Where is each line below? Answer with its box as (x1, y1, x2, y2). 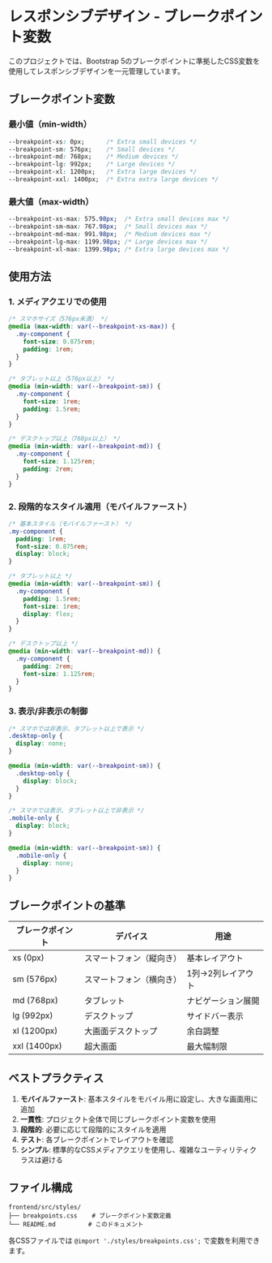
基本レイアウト (186, 953, 244, 964)
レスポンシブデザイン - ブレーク (8, 7, 221, 26)
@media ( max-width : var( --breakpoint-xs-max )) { (8, 322, 176, 331)
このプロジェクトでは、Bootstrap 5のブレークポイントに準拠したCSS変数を (8, 56, 261, 66)
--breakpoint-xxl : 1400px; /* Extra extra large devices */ (8, 175, 219, 183)
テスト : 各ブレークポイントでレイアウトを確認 (19, 1134, 174, 1144)
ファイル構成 (8, 1181, 73, 1195)
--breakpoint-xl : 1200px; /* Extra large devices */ (8, 168, 198, 176)
